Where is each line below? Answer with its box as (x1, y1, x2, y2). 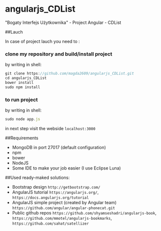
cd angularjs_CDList (5, 76, 47, 81)
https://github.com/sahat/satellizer (12, 221, 89, 226)
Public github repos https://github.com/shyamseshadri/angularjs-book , (12, 210, 157, 215)
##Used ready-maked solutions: (5, 174, 70, 180)
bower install (5, 80, 34, 85)
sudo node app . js (5, 117, 40, 122)
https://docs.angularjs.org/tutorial (12, 195, 89, 200)
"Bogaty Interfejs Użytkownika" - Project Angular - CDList (5, 19, 121, 25)
